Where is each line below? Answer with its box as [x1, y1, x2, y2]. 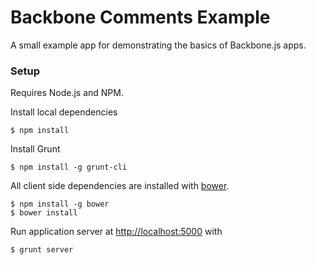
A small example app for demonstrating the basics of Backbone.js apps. [10, 39, 307, 51]
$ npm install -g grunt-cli [10, 162, 128, 173]
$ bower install [10, 208, 78, 218]
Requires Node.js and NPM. [10, 87, 124, 99]
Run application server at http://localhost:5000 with [10, 226, 223, 238]
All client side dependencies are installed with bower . [10, 180, 230, 192]
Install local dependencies [10, 106, 118, 118]
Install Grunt [10, 143, 61, 155]
